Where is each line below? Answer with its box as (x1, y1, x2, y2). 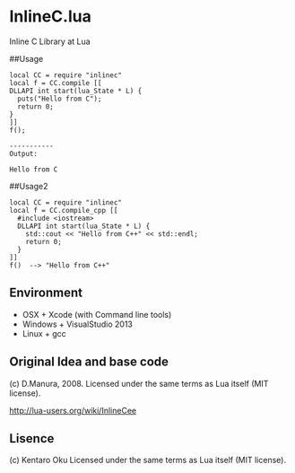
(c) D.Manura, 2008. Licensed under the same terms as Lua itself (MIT (9, 378, 269, 389)
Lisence (9, 431, 55, 446)
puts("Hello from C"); (17, 94, 102, 103)
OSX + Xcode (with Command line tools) (22, 309, 172, 320)
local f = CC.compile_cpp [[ (9, 206, 118, 215)
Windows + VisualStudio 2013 (22, 319, 133, 329)
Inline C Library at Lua (9, 36, 91, 47)
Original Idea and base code (9, 355, 169, 370)
